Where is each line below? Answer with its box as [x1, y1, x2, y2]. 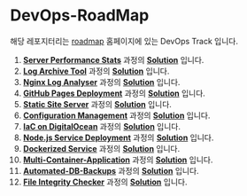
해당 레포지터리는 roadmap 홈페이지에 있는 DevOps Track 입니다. [10, 35, 238, 46]
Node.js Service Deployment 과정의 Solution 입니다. [22, 132, 214, 143]
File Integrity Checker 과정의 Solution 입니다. [22, 176, 188, 187]
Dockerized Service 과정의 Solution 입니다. [22, 143, 181, 153]
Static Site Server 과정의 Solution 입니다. [22, 98, 172, 109]
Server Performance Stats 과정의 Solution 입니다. [22, 54, 205, 65]
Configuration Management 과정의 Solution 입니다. [22, 110, 211, 121]
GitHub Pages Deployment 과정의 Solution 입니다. [22, 88, 206, 98]
